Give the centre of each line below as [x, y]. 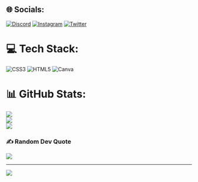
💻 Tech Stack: [42, 49]
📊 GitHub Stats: [46, 94]
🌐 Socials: [25, 10]
